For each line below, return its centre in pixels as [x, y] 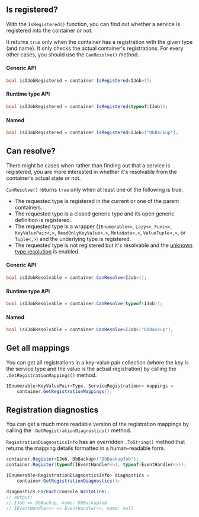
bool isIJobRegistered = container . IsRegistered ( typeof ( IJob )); [87, 107]
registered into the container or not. [49, 30]
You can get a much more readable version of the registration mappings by [98, 424]
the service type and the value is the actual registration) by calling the [91, 369]
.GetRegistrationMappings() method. [52, 375]
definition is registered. [43, 220]
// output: [20, 497]
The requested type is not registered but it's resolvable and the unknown [104, 245]
